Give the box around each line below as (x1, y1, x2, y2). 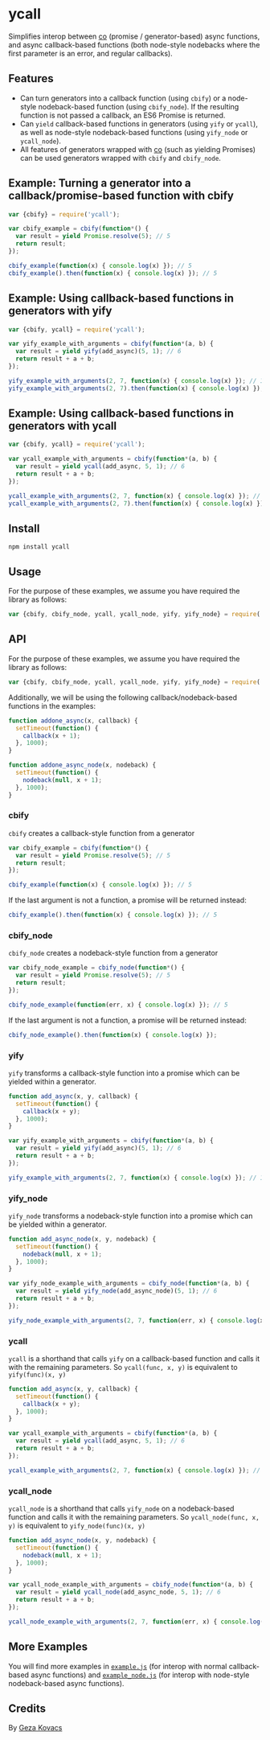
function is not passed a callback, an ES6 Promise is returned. (19, 110, 226, 120)
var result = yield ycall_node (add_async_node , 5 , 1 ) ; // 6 (15, 1588, 221, 1597)
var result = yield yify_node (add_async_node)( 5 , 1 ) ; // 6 (15, 1287, 218, 1295)
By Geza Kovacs (8, 1723, 63, 1733)
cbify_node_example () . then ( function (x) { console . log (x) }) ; (8, 1030, 218, 1039)
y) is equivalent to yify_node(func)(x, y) (8, 1521, 146, 1531)
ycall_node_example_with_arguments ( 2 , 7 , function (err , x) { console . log (8, 1618, 261, 1626)
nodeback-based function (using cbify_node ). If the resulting (38, 101, 239, 111)
